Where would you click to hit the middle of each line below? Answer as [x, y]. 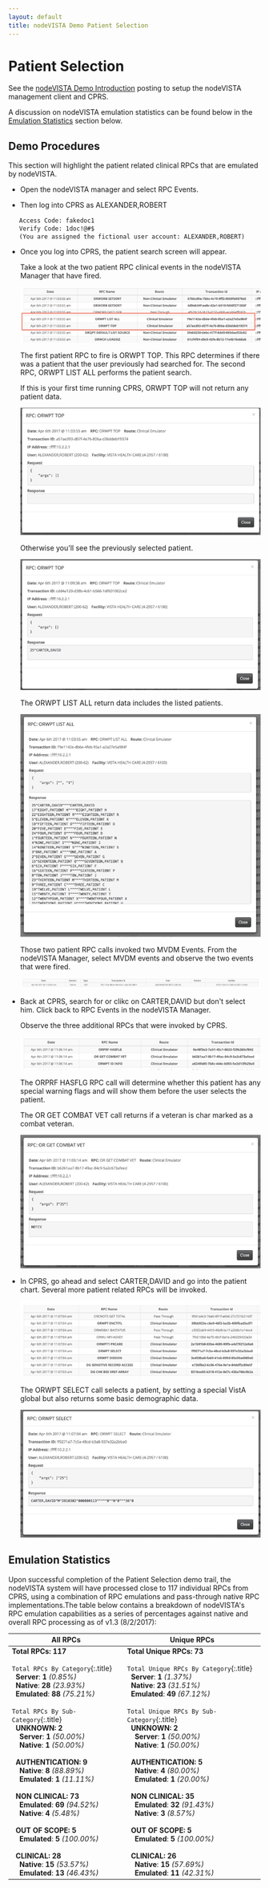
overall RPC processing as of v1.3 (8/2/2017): [83, 1622]
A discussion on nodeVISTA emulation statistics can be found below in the [130, 112]
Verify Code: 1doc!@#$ [56, 229]
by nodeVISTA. [33, 174]
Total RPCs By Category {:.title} [62, 1668]
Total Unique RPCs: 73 [165, 1651]
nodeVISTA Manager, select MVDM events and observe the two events [137, 958]
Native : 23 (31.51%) [166, 1686]
